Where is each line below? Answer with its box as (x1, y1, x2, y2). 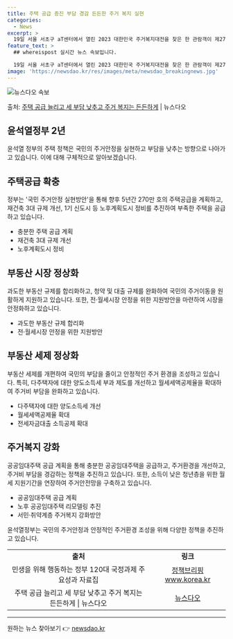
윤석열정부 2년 (7, 125, 66, 137)
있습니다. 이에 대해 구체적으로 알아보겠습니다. (14, 153, 137, 162)
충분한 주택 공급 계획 (17, 227, 74, 236)
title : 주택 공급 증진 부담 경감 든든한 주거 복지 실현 (7, 10, 144, 17)
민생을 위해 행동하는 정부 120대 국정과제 (11, 564, 137, 574)
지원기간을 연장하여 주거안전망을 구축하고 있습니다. (14, 479, 152, 487)
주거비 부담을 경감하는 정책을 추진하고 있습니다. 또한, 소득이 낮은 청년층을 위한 (7, 470, 218, 478)
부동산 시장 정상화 (7, 267, 79, 279)
